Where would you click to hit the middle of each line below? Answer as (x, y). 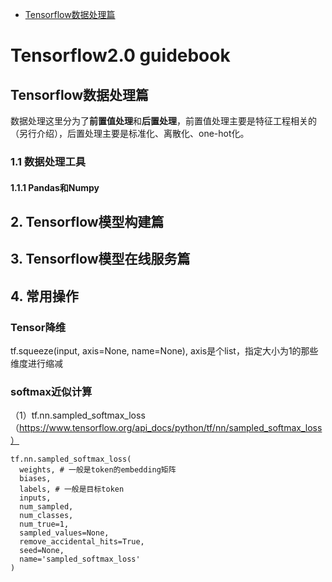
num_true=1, (44, 524)
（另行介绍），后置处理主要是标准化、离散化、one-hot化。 (130, 133)
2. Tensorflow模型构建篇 (87, 221)
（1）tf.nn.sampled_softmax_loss (78, 415)
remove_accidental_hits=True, (82, 542)
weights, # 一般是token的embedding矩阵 (98, 470)
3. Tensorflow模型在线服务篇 (100, 259)
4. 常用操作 (44, 296)
